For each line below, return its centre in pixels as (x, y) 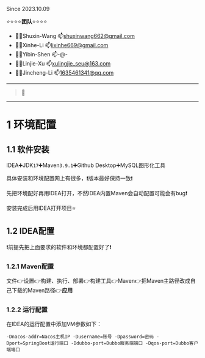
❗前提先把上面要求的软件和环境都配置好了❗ (59, 247)
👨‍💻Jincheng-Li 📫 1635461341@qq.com (64, 73)
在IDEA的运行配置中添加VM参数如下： (54, 324)
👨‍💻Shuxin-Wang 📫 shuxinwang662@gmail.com (75, 36)
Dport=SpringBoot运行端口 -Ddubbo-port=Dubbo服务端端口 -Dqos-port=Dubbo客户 (103, 343)
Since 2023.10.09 (28, 9)
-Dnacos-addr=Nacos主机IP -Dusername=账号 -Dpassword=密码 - (83, 337)
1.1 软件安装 (28, 149)
